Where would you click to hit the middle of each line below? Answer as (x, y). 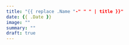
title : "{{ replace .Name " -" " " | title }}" (65, 11)
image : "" (18, 22)
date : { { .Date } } (29, 17)
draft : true (21, 33)
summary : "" (21, 28)
